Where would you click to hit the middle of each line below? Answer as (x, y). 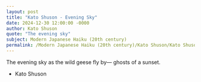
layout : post (22, 12)
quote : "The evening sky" (38, 34)
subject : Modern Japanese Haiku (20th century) (67, 40)
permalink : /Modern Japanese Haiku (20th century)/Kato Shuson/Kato (93, 45)
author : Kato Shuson (32, 28)
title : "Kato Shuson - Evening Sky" (52, 17)
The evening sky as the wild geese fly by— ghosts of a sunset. (83, 62)
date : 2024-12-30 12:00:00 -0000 (48, 23)
